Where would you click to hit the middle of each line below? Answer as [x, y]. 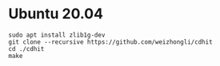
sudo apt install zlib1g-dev [57, 35]
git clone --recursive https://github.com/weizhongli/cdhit [111, 42]
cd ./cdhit [26, 49]
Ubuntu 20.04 [56, 14]
